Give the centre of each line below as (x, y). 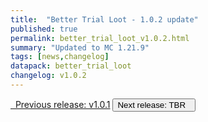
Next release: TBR (152, 104)
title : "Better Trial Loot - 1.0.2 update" (104, 19)
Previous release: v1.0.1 (62, 104)
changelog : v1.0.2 (48, 76)
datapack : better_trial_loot (71, 66)
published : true (44, 29)
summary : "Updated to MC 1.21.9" (80, 47)
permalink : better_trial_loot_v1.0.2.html (100, 38)
